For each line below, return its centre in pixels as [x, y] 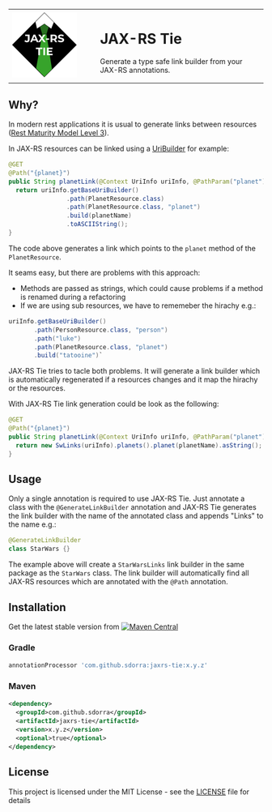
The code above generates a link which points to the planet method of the [132, 248]
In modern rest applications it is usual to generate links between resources [133, 124]
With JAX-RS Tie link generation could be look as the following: [114, 404]
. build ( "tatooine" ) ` [68, 356]
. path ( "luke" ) [57, 338]
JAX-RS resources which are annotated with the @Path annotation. [118, 582]
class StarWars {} [39, 549]
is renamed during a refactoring [73, 297]
